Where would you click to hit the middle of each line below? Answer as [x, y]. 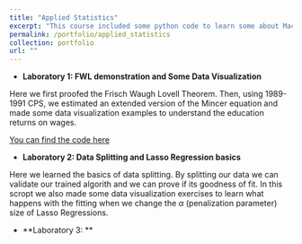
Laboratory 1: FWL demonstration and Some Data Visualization [142, 76]
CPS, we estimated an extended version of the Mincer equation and [153, 103]
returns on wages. [43, 123]
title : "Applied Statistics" [64, 17]
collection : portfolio [52, 43]
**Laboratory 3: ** [58, 231]
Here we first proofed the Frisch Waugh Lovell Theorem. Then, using [136, 94]
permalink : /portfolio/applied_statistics [90, 34]
